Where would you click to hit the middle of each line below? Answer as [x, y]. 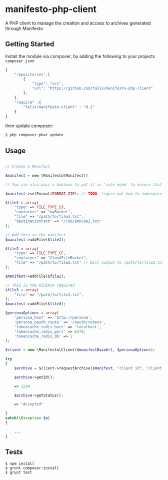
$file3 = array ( [22, 290]
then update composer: [29, 126]
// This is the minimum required [40, 285]
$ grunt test [19, 472]
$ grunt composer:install [32, 468]
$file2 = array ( [22, 249]
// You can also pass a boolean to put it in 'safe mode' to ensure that [84, 184]
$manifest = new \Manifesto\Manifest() [47, 175]
